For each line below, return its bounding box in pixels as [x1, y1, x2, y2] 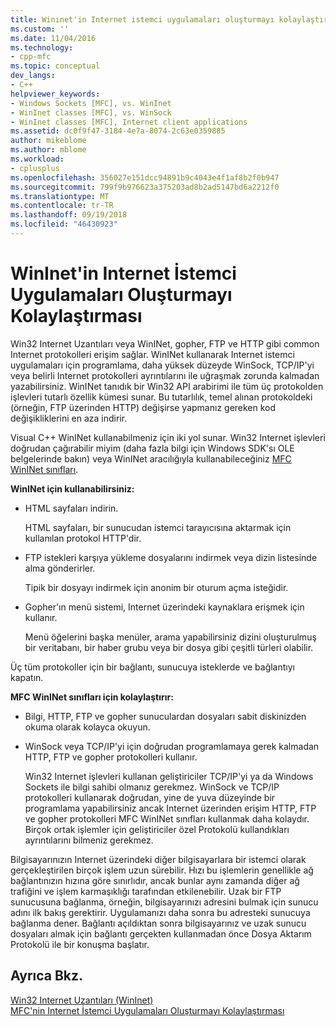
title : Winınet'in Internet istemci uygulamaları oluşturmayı [10, 14, 275, 25]
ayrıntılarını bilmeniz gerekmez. [24, 834, 154, 846]
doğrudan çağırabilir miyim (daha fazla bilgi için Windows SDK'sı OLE [10, 442, 295, 454]
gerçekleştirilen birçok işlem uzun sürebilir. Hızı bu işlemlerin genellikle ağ [10, 864, 314, 876]
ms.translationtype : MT [10, 191, 110, 201]
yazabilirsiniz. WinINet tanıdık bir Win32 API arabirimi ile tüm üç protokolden [10, 380, 324, 392]
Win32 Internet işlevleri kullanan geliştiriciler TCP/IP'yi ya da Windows [24, 770, 314, 782]
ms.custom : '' [10, 24, 70, 34]
